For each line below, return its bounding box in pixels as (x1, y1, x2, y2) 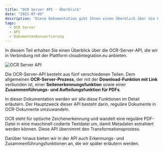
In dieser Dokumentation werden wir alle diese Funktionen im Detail (5, 96, 140, 102)
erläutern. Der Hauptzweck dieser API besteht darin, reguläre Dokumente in (5, 101, 156, 107)
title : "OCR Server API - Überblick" (5, 7, 81, 12)
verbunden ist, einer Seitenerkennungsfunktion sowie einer (5, 81, 126, 87)
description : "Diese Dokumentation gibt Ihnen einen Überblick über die (5, 16, 155, 21)
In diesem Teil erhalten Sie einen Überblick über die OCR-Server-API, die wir (5, 47, 158, 53)
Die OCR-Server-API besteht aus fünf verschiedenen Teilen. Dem (5, 71, 135, 77)
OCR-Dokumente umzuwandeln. (5, 106, 70, 112)
